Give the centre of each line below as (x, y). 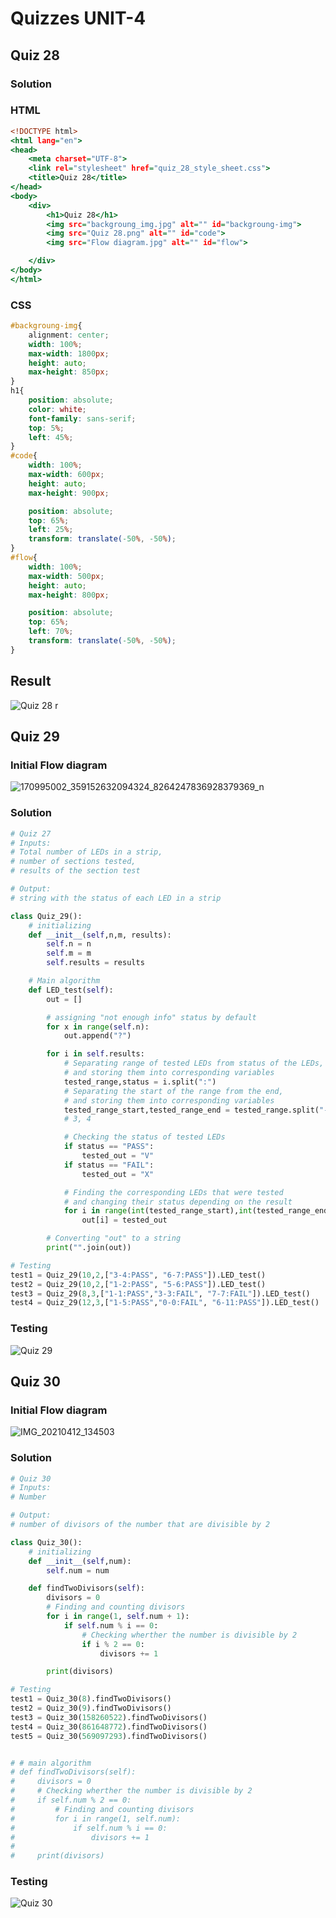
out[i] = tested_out (124, 1220)
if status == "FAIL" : (109, 1165)
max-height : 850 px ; (69, 372)
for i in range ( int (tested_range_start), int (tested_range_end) (198, 1211)
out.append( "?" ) (97, 1036)
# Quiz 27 (31, 833)
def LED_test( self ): (71, 990)
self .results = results (95, 963)
